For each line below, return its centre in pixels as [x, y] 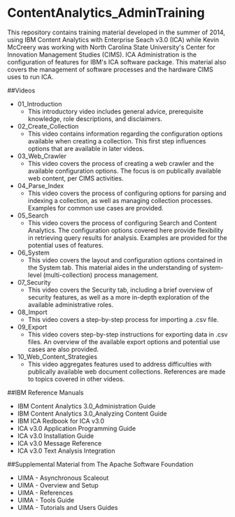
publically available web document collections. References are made [127, 371]
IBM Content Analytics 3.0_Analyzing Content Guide [92, 413]
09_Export [32, 327]
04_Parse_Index [41, 185]
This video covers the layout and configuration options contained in [125, 260]
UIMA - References [45, 493]
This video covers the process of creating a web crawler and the [121, 163]
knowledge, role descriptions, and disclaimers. [95, 119]
